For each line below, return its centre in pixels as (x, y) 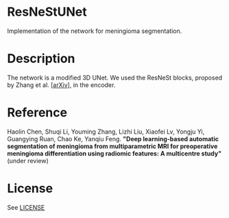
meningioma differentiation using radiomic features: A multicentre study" (114, 153)
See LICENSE (26, 207)
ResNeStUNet (47, 12)
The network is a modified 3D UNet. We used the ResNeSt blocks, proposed (115, 77)
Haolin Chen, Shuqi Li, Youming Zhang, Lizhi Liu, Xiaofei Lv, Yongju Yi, (106, 132)
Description (41, 59)
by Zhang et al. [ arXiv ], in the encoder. (61, 85)
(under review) (28, 160)
